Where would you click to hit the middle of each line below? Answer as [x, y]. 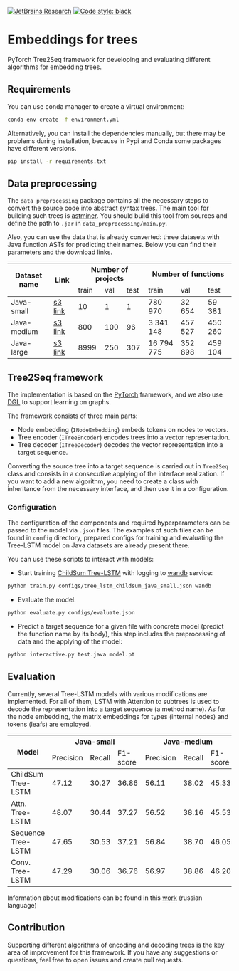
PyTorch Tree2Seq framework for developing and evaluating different [109, 59]
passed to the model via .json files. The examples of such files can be [111, 530]
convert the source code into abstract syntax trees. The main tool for [108, 208]
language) [22, 905]
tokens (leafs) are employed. [49, 724]
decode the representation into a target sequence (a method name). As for [117, 709]
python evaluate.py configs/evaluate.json [71, 613]
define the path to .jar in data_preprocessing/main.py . [87, 224]
